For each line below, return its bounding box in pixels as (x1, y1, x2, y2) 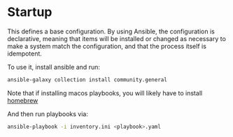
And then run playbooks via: (7, 109, 89, 118)
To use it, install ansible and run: (7, 63, 100, 71)
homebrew (7, 96, 38, 104)
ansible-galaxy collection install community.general (7, 76, 168, 83)
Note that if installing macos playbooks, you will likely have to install (7, 88, 203, 97)
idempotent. (7, 49, 42, 58)
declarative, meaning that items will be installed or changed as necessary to (7, 34, 226, 42)
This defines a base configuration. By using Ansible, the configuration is (7, 27, 215, 35)
